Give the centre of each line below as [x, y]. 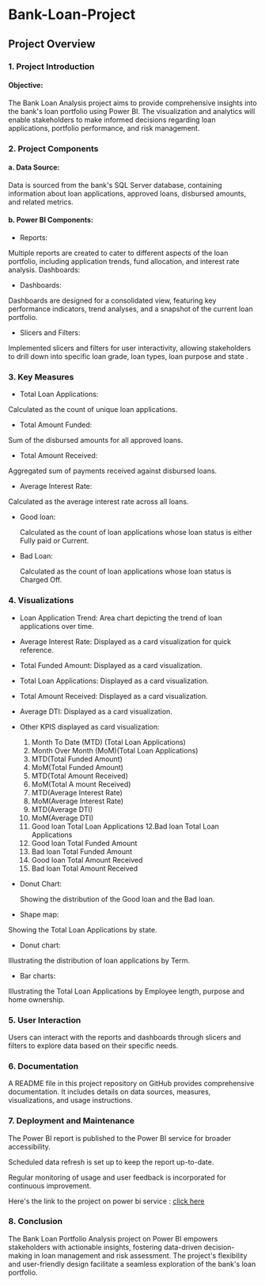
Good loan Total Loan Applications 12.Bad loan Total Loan [125, 826]
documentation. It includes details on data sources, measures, [110, 1092]
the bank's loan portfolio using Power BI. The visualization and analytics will [132, 111]
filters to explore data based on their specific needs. [93, 1045]
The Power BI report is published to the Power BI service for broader [120, 1138]
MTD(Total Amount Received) [80, 776]
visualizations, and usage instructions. [70, 1100]
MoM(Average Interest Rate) [78, 801]
